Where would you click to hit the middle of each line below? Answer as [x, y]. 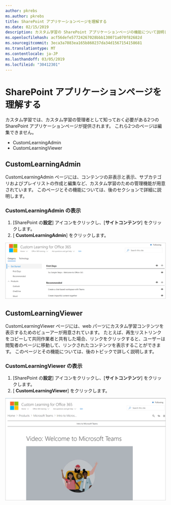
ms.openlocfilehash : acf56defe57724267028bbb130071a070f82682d [74, 38]
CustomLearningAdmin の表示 [43, 210]
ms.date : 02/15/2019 [27, 27]
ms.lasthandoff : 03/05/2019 [35, 59]
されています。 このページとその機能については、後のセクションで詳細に [81, 190]
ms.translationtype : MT [31, 48]
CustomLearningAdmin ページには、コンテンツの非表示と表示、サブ [77, 177]
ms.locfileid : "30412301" [33, 64]
